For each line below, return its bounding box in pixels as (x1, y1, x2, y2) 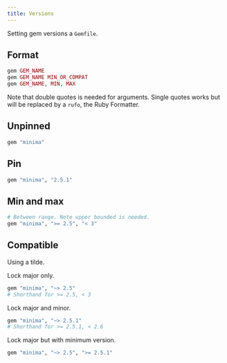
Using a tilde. (7, 258, 45, 266)
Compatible (7, 240, 59, 251)
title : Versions (7, 10, 54, 17)
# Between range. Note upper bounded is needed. (7, 214, 150, 221)
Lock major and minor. (7, 303, 71, 312)
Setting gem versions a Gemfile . (7, 29, 98, 37)
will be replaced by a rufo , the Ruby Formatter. (7, 100, 140, 109)
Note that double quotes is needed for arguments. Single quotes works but (7, 93, 220, 101)
